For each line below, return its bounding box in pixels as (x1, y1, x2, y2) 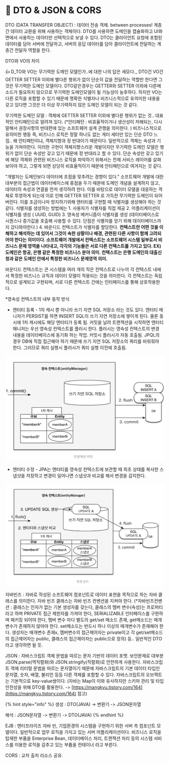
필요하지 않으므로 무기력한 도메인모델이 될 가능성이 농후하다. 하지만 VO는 (18, 89, 162, 95)
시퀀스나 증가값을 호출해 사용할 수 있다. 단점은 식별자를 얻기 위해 (5, 217, 132, 224)
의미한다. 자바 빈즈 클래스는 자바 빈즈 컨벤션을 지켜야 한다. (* (18, 598, 138, 604)
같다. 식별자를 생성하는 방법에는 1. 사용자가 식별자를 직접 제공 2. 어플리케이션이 (5, 205, 160, 211)
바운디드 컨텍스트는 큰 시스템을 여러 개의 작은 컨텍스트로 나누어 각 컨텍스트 (5, 266, 152, 272)
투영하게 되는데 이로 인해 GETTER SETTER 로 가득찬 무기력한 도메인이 (14, 192, 153, 198)
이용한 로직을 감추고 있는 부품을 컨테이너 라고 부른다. (14, 742, 119, 748)
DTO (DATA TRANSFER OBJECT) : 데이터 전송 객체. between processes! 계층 (5, 22, 162, 28)
